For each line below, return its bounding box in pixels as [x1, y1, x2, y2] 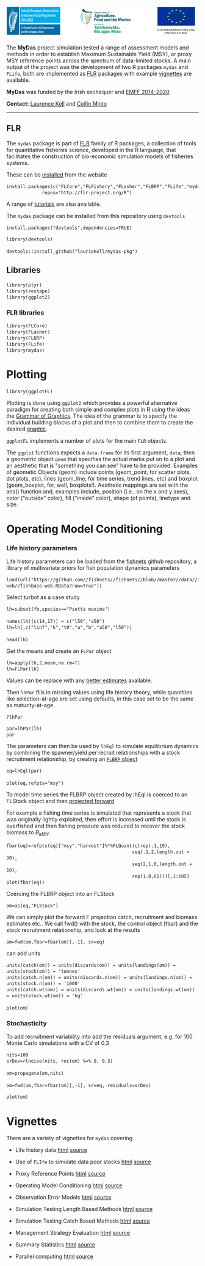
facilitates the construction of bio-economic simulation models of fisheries [6, 153, 193, 160]
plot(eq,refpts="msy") [6, 780, 64, 787]
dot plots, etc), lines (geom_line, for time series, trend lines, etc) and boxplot [6, 475, 198, 482]
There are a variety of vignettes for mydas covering [6, 1135, 133, 1142]
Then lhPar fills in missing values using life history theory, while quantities [6, 689, 193, 696]
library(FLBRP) [6, 335, 45, 341]
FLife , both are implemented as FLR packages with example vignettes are [6, 70, 192, 77]
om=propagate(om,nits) [6, 1071, 64, 1077]
